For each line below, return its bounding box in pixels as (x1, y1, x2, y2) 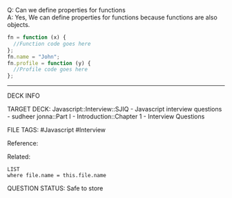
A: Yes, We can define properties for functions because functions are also (7, 13, 217, 21)
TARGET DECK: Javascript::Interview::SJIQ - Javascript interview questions (7, 105, 222, 114)
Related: (7, 152, 31, 161)
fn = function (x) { (7, 34, 67, 41)
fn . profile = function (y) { (7, 60, 91, 66)
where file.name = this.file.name (7, 172, 107, 179)
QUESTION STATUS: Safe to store (7, 184, 104, 192)
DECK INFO (7, 91, 40, 100)
